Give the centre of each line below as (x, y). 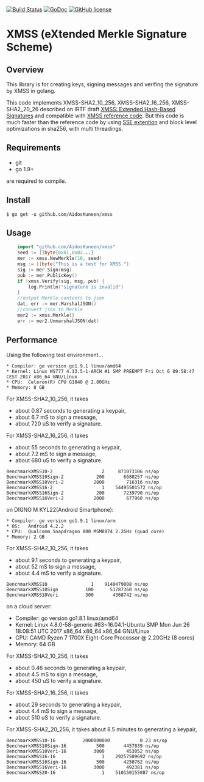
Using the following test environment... (55, 355)
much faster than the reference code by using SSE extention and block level (101, 122)
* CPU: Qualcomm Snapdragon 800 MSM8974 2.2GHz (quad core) (86, 531)
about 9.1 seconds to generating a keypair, (68, 560)
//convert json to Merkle (50, 310)
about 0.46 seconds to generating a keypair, (71, 668)
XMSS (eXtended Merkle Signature (97, 34)
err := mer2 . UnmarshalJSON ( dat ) (58, 321)
